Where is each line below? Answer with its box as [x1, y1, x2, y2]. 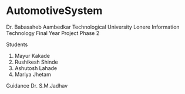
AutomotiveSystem [6, 4, 103, 18]
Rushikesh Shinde [14, 58, 58, 65]
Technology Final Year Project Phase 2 [6, 29, 100, 36]
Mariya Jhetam [14, 71, 51, 78]
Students [6, 41, 28, 48]
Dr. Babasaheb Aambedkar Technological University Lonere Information [6, 23, 180, 30]
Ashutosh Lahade [14, 64, 58, 71]
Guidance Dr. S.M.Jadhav [6, 82, 68, 89]
